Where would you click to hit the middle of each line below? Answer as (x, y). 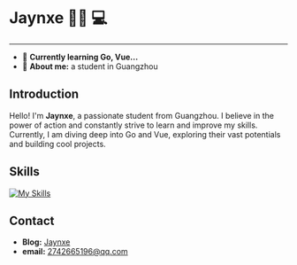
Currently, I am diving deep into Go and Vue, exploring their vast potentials (145, 134)
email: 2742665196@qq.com (75, 252)
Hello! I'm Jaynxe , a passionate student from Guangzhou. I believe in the (141, 115)
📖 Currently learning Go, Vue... (80, 57)
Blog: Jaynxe (46, 242)
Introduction (44, 94)
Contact (32, 220)
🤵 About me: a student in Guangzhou (90, 66)
